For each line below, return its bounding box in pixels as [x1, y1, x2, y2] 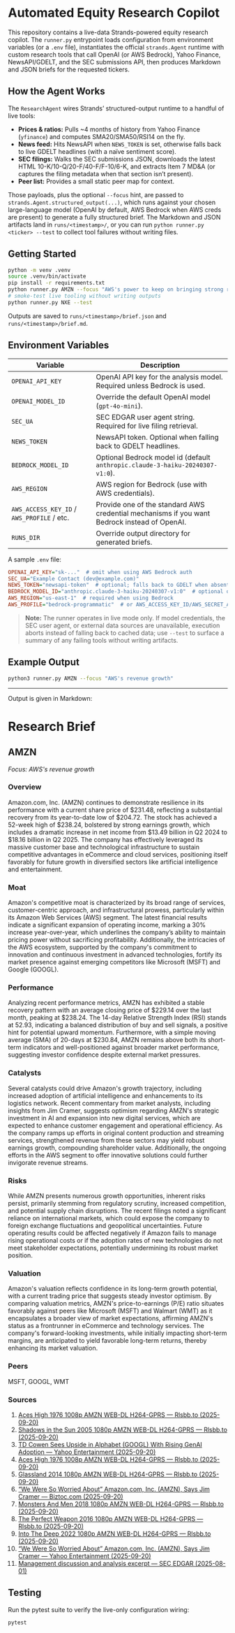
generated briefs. [96, 537, 153, 547]
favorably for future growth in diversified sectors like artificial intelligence [8, 857, 218, 866]
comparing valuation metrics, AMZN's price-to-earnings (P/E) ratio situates [8, 1299, 225, 1308]
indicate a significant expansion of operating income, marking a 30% [8, 921, 206, 929]
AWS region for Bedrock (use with [96, 479, 208, 489]
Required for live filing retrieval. [96, 421, 198, 431]
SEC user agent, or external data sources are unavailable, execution [24, 621, 220, 629]
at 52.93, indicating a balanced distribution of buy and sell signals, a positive [8, 1021, 228, 1029]
